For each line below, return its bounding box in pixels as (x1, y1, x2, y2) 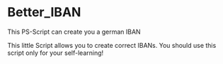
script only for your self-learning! (7, 49, 104, 57)
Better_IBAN (7, 4, 81, 20)
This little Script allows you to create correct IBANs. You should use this (7, 41, 217, 49)
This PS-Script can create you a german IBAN (7, 27, 141, 36)
